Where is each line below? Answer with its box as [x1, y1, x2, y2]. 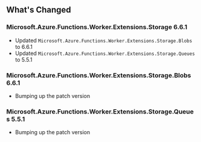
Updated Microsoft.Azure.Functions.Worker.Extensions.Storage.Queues [14, 50, 195, 57]
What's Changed [6, 5, 71, 15]
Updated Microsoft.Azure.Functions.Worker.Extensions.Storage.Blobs [14, 36, 193, 44]
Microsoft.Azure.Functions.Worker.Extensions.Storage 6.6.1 [6, 23, 188, 31]
